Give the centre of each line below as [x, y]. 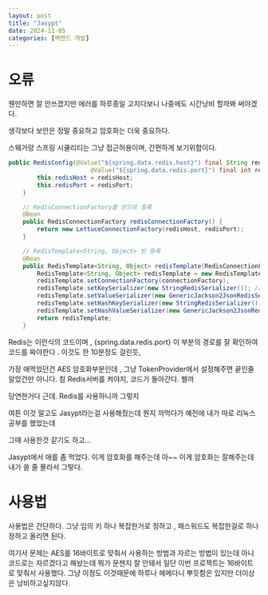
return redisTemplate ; [75, 318]
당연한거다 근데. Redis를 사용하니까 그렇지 [74, 396]
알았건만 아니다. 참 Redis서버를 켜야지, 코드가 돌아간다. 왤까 [101, 379]
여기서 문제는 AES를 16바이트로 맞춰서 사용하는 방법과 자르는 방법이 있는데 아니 [131, 553]
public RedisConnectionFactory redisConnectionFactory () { [123, 222]
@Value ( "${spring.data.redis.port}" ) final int [171, 170]
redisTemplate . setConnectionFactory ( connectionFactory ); [133, 281]
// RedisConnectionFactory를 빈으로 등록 [87, 207]
